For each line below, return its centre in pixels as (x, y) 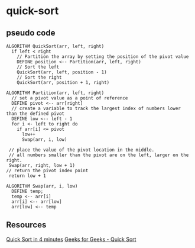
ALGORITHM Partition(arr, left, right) (55, 93)
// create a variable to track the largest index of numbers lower (96, 108)
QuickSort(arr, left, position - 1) (62, 72)
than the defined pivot (35, 114)
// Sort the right (39, 78)
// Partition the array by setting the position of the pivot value (103, 57)
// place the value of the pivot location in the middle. (82, 150)
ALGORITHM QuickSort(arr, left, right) (55, 46)
